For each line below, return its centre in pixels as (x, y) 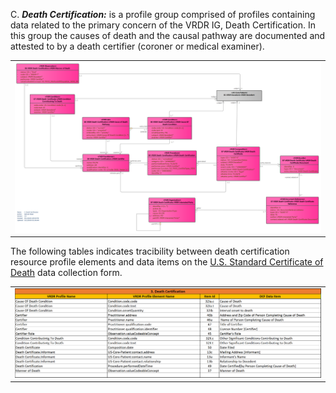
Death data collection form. (66, 272)
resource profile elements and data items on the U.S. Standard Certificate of (167, 262)
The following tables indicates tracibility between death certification (150, 251)
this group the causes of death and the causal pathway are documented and (168, 35)
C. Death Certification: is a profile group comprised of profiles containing (163, 14)
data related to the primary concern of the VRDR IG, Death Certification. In (163, 25)
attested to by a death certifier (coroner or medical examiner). (137, 46)
